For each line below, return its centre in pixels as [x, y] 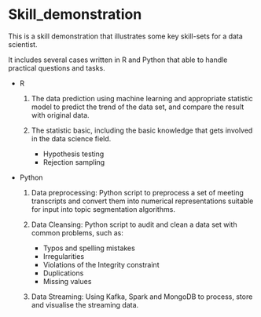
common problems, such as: [77, 232]
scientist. [23, 44]
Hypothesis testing [74, 154]
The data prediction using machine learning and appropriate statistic [142, 98]
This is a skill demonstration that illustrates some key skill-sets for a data [126, 36]
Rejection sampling [74, 162]
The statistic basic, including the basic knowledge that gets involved [142, 130]
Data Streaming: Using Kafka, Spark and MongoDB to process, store [142, 297]
